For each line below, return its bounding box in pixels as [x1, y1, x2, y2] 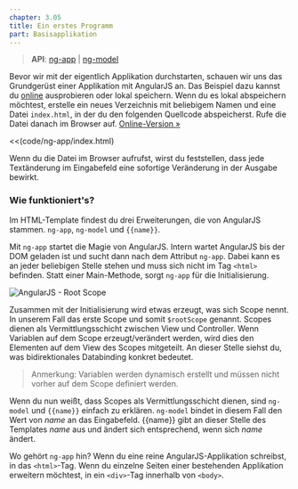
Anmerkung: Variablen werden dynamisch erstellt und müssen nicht [30, 369, 280, 379]
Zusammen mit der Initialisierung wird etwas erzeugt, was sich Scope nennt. [9, 304, 289, 314]
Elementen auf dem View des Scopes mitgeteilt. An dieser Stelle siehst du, [9, 342, 282, 353]
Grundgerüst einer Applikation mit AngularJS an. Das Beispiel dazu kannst [9, 81, 280, 92]
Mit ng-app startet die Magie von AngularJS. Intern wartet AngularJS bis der [9, 241, 286, 252]
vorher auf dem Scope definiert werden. [30, 378, 179, 388]
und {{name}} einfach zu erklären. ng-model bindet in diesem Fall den [30, 404, 283, 415]
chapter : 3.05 [9, 12, 62, 22]
